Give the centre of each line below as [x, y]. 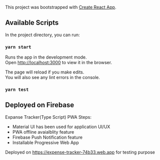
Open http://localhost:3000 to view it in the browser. [59, 63]
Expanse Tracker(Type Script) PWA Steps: [48, 117]
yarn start [18, 47]
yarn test [17, 90]
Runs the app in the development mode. [46, 57]
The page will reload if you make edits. [45, 72]
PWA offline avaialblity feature [43, 132]
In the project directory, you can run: [42, 35]
